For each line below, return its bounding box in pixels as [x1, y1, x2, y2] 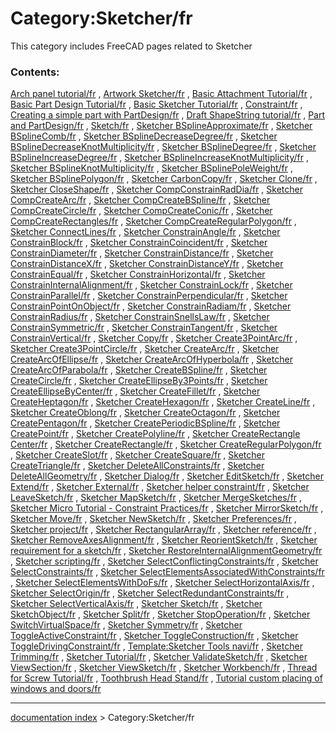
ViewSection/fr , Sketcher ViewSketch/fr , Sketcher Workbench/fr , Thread [10, 662, 318, 674]
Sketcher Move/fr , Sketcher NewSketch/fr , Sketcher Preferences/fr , [10, 513, 297, 525]
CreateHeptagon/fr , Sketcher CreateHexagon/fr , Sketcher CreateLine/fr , [10, 396, 316, 408]
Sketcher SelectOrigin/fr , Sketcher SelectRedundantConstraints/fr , [10, 587, 290, 599]
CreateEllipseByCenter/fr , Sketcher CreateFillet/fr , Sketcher [10, 385, 261, 397]
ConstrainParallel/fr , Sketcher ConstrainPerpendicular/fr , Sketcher [10, 290, 288, 302]
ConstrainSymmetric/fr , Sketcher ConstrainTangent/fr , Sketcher [10, 322, 278, 334]
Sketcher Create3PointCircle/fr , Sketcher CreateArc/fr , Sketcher [10, 343, 280, 355]
